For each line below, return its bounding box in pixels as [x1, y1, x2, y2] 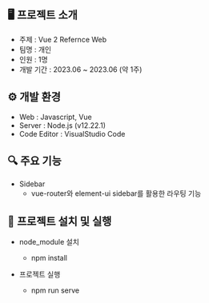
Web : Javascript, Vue [18, 112, 93, 122]
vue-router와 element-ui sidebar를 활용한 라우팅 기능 [30, 189, 202, 198]
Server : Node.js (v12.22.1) [18, 120, 106, 130]
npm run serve [30, 285, 80, 295]
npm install [30, 253, 67, 263]
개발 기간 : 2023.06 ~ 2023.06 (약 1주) [18, 64, 143, 74]
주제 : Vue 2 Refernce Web [18, 34, 107, 44]
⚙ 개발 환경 [7, 90, 62, 104]
